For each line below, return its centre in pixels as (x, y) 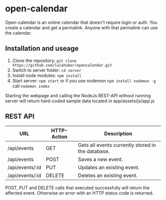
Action (60, 136)
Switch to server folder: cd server (47, 70)
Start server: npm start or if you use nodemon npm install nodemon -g (84, 80)
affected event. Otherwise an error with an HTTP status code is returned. (80, 193)
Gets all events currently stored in (117, 145)
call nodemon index (31, 86)
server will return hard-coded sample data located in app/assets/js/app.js (80, 101)
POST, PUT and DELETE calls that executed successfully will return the (77, 188)
